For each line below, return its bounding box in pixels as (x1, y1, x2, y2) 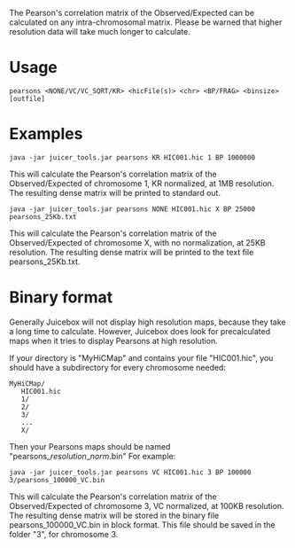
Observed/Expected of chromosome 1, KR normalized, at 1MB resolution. (9, 177, 275, 189)
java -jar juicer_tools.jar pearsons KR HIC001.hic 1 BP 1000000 (9, 153, 255, 162)
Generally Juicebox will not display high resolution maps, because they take (9, 317, 286, 327)
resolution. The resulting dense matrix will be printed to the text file (9, 247, 254, 257)
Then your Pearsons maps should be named (9, 441, 171, 451)
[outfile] (9, 94, 46, 103)
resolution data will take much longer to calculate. (9, 27, 190, 36)
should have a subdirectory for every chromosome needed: (9, 362, 226, 372)
